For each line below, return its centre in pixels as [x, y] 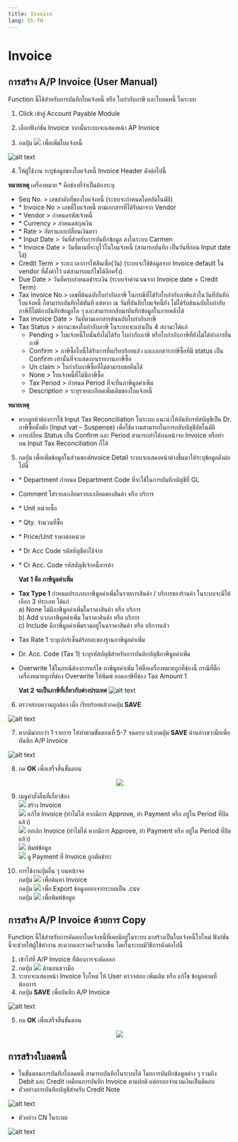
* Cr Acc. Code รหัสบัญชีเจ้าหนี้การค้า [66, 565]
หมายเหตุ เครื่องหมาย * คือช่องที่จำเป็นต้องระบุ [61, 185]
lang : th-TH [25, 21]
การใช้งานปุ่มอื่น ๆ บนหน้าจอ [51, 870]
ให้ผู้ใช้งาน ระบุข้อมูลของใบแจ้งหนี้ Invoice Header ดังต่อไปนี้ [92, 171]
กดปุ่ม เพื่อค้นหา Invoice [53, 880]
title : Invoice [30, 14]
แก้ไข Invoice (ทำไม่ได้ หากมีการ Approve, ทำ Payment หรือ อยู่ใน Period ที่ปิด [128, 813]
